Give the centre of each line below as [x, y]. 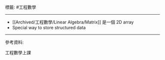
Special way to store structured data [49, 28]
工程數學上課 [18, 52]
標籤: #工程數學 [21, 7]
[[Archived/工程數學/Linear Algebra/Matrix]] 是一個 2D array [73, 22]
